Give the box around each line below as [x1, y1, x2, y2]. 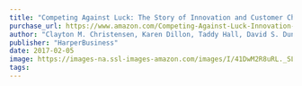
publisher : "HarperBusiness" [9, 38, 119, 47]
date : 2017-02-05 [9, 47, 75, 56]
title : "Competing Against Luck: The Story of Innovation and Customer [9, 13, 283, 22]
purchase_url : [9, 21, 63, 30]
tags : [9, 64, 30, 73]
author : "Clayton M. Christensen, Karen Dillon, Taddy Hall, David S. [9, 30, 280, 39]
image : [9, 55, 34, 64]
